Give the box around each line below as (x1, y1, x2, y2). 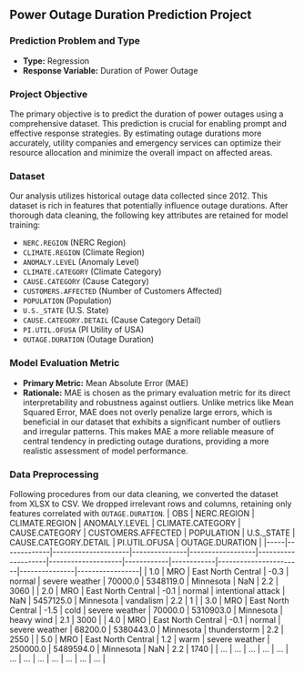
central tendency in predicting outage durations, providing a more (22, 435, 270, 446)
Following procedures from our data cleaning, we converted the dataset (9, 488, 279, 499)
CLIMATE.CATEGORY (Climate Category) (22, 266, 162, 277)
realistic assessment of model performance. (22, 445, 188, 456)
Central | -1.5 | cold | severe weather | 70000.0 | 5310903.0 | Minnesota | (9, 605, 284, 616)
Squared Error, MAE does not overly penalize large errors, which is (22, 406, 273, 417)
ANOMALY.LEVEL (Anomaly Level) (22, 257, 139, 268)
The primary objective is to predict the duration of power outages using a (9, 108, 284, 119)
